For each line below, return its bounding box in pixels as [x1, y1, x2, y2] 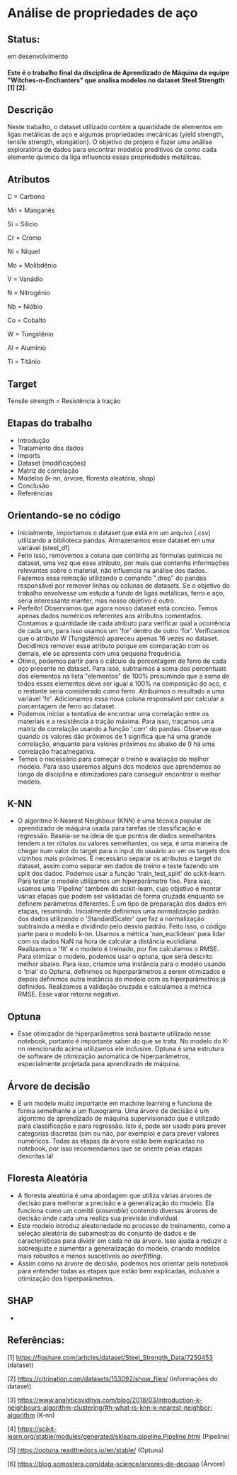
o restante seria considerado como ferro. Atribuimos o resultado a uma [17, 686, 225, 695]
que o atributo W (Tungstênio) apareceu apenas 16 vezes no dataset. [17, 634, 219, 642]
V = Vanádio [7, 275, 44, 283]
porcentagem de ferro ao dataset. [17, 701, 117, 711]
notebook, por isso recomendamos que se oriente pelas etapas [17, 1144, 203, 1153]
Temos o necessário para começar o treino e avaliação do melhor [17, 755, 209, 763]
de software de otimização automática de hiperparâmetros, [17, 1052, 191, 1060]
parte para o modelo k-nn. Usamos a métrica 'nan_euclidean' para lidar [17, 930, 226, 938]
